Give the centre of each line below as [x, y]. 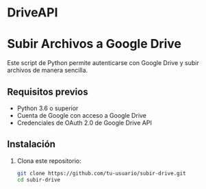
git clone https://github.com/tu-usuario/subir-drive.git [101, 173]
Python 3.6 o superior [48, 108]
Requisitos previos [48, 91]
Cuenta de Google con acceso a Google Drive [82, 115]
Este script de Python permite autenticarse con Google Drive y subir [103, 63]
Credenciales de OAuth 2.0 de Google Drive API [84, 123]
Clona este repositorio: [49, 161]
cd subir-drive [39, 179]
